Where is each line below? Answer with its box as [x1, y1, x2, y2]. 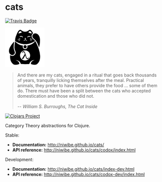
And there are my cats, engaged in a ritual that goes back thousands [17, 72, 157, 78]
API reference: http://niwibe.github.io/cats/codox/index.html [12, 147, 136, 153]
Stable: [5, 132, 20, 138]
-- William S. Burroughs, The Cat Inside [17, 103, 98, 109]
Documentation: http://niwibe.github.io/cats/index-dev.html [12, 166, 135, 172]
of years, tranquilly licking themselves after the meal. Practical [17, 77, 144, 83]
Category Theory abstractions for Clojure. [5, 122, 90, 128]
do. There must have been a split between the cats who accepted [17, 88, 151, 94]
